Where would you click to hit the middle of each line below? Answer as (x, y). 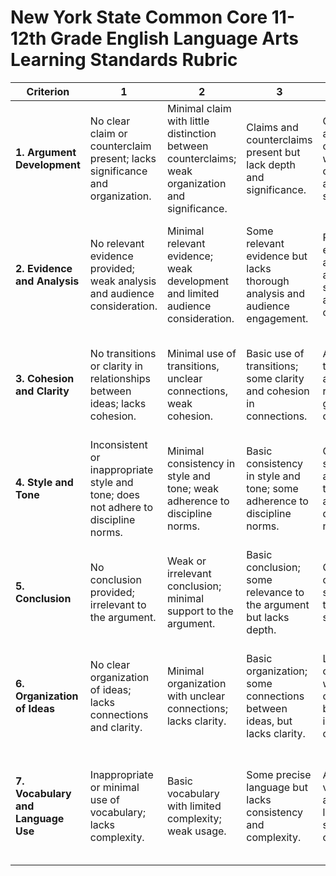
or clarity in (116, 366)
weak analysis (123, 281)
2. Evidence (44, 268)
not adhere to (121, 507)
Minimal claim (199, 108)
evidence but (277, 256)
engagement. (277, 318)
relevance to (275, 592)
